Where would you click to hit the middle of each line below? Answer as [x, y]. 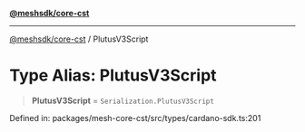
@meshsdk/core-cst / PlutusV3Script [79, 39]
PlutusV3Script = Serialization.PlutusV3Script [123, 100]
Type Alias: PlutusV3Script [113, 75]
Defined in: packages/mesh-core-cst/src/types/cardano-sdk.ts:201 [135, 118]
